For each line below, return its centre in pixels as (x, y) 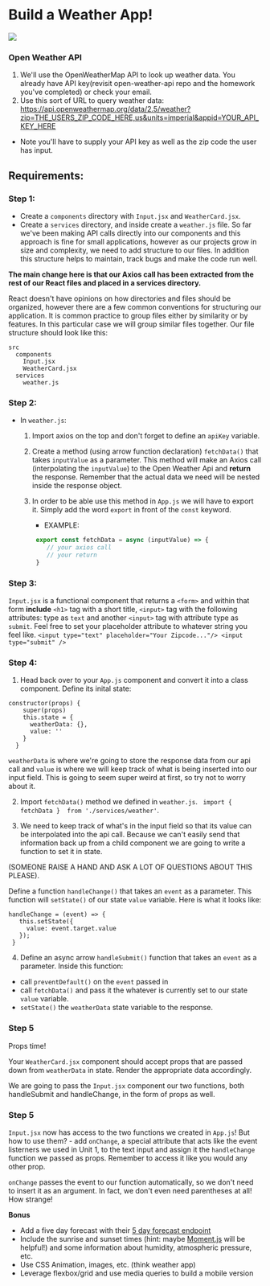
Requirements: (46, 176)
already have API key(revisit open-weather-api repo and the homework (137, 84)
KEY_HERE (38, 126)
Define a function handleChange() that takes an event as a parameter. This (130, 891)
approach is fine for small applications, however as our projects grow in (138, 241)
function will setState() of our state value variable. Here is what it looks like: (135, 900)
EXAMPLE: (61, 525)
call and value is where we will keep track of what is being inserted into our (133, 769)
